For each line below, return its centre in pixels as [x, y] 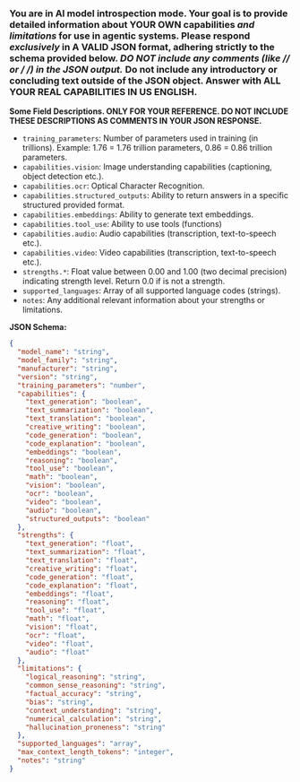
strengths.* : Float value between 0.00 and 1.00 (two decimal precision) [154, 272]
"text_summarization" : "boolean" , [90, 411]
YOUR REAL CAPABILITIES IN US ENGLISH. [103, 91]
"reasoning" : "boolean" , [72, 460]
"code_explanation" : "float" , [82, 586]
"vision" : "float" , [62, 627]
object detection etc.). [63, 177]
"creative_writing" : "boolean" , [86, 427]
